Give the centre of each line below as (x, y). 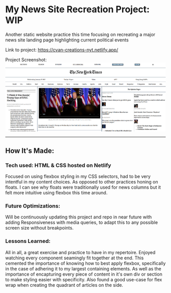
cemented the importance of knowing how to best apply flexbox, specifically (85, 263)
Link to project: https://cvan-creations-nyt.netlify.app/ (62, 50)
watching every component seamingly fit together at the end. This (75, 258)
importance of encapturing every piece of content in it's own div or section (84, 274)
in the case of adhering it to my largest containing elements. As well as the (83, 268)
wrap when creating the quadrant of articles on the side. (64, 285)
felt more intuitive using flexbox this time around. (56, 192)
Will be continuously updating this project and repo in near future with (78, 217)
